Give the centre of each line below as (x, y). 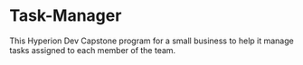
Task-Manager (66, 16)
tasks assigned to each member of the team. (93, 50)
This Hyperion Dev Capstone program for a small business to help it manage (151, 41)
